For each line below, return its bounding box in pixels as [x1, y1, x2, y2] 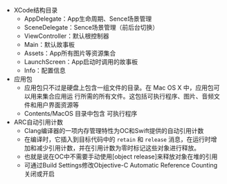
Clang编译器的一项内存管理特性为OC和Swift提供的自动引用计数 [24, 127, 204, 134]
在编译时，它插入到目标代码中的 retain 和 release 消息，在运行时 [24, 135, 211, 143]
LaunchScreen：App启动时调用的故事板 [24, 58, 138, 65]
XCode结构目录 [13, 6, 58, 14]
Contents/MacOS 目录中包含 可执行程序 [24, 110, 138, 117]
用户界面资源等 [36, 101, 80, 109]
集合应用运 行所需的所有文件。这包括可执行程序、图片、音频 [42, 92, 215, 100]
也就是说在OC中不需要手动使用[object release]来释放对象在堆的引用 [24, 152, 218, 161]
